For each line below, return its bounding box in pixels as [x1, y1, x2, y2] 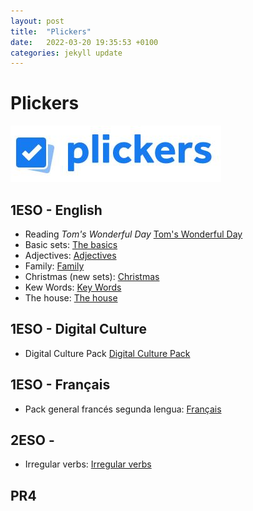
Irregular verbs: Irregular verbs [24, 458, 152, 470]
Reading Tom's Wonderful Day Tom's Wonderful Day [24, 228, 243, 240]
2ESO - [10, 432, 55, 449]
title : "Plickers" [10, 26, 92, 37]
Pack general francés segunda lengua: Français [24, 403, 222, 415]
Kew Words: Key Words [24, 281, 122, 293]
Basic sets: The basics [24, 239, 118, 250]
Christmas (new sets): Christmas [24, 271, 160, 282]
